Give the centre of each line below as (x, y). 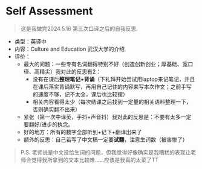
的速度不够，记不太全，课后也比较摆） (80, 94)
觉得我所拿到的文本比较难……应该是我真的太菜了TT (95, 160)
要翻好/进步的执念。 (48, 124)
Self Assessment (49, 11)
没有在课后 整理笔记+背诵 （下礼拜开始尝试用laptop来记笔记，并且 (114, 79)
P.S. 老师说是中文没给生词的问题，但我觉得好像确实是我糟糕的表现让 (106, 152)
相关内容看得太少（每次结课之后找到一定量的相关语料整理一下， (112, 101)
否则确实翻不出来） (57, 109)
